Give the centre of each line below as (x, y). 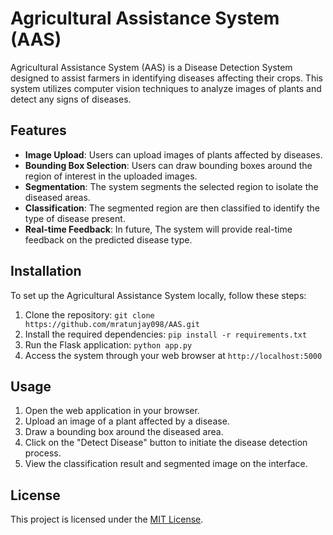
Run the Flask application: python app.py (108, 344)
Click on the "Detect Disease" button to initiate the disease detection (166, 443)
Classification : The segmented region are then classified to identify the (172, 208)
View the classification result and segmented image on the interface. (166, 464)
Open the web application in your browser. (112, 411)
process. (43, 453)
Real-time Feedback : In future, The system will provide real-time (158, 229)
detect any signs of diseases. (71, 99)
